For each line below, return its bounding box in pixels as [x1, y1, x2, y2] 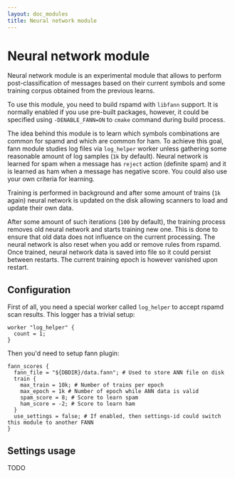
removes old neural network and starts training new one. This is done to [7, 225, 219, 234]
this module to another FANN [7, 419, 94, 427]
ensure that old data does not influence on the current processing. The [7, 233, 216, 241]
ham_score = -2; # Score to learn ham [20, 400, 135, 407]
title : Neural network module [7, 17, 98, 24]
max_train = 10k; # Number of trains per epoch [20, 382, 164, 389]
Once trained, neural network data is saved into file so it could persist [7, 248, 211, 257]
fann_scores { [7, 363, 50, 370]
